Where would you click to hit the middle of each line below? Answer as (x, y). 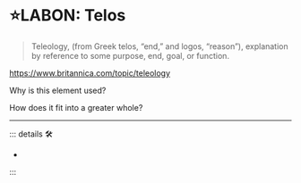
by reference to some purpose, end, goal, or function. (130, 55)
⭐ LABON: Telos (68, 16)
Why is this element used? (58, 90)
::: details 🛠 (31, 134)
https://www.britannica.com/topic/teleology (90, 73)
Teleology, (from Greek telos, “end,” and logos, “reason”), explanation (159, 46)
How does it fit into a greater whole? (76, 107)
